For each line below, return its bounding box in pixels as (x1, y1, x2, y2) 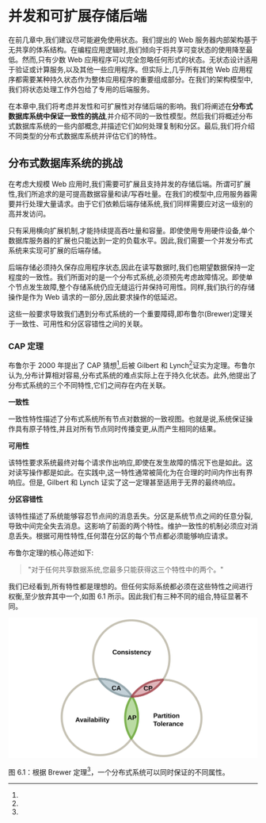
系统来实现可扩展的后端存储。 (8, 245, 105, 255)
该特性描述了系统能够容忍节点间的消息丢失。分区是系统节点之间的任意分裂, (8, 511, 253, 520)
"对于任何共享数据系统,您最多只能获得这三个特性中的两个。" (27, 565, 224, 574)
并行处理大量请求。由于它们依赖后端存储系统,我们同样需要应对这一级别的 (14, 199, 253, 209)
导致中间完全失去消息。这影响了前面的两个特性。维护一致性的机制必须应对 (8, 521, 251, 530)
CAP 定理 (8, 340, 44, 351)
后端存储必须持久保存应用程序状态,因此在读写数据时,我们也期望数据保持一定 (8, 262, 256, 272)
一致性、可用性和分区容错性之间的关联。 (14, 319, 147, 328)
